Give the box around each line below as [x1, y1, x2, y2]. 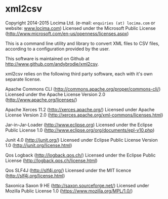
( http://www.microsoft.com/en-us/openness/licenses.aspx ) [5, 30, 129, 36]
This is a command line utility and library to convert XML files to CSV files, [5, 40, 160, 46]
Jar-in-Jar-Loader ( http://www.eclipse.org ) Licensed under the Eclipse [5, 122, 153, 128]
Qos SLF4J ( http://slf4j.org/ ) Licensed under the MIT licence [5, 167, 132, 173]
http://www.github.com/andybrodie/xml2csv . [5, 61, 99, 67]
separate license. [5, 76, 41, 82]
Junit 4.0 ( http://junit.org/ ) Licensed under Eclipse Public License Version [5, 137, 158, 143]
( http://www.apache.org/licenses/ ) [5, 97, 77, 103]
